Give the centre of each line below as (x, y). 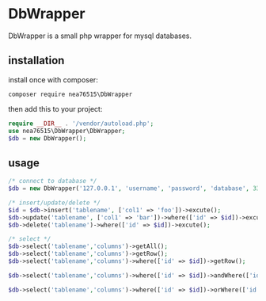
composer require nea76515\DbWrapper (70, 94)
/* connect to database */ (53, 181)
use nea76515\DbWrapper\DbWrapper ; (67, 131)
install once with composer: (53, 79)
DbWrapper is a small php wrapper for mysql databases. (100, 36)
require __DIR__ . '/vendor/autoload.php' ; (81, 124)
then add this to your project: (55, 109)
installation (36, 61)
